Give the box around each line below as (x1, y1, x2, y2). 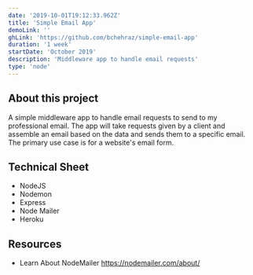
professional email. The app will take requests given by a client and (8, 121, 225, 130)
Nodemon (19, 189, 53, 199)
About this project (8, 92, 99, 105)
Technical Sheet (8, 160, 90, 174)
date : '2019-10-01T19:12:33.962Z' (8, 11, 122, 20)
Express (19, 198, 46, 207)
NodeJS (19, 181, 46, 191)
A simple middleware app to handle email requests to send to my (8, 112, 218, 122)
